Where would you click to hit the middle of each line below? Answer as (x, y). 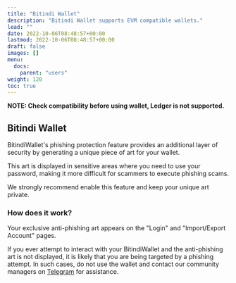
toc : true (22, 86)
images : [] (23, 54)
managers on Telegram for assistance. (63, 272)
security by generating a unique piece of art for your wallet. (94, 153)
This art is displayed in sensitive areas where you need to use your (104, 166)
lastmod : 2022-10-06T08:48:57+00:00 (61, 40)
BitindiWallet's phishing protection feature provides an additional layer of (113, 145)
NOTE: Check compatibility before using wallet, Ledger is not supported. (116, 106)
